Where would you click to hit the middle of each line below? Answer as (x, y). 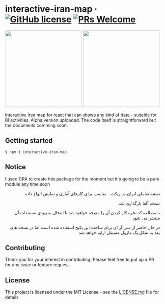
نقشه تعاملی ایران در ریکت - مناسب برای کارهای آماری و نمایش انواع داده (92, 193)
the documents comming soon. (37, 125)
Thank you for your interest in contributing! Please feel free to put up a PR (80, 260)
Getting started (29, 141)
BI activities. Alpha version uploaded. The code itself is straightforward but (81, 120)
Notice (15, 167)
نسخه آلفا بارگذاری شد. (139, 203)
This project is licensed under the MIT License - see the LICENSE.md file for (82, 292)
